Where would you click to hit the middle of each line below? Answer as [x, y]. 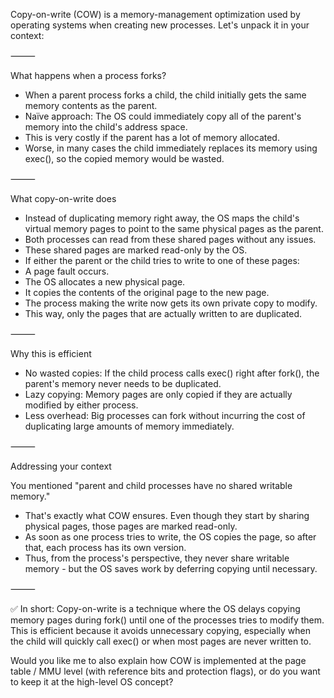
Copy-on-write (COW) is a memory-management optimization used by [155, 14]
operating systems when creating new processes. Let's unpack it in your [160, 25]
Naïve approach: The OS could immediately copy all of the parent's [163, 116]
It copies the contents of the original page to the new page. [147, 292]
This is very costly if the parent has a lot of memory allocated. [152, 137]
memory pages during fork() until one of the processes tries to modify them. [167, 620]
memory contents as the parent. [91, 105]
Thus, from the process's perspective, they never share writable [157, 558]
